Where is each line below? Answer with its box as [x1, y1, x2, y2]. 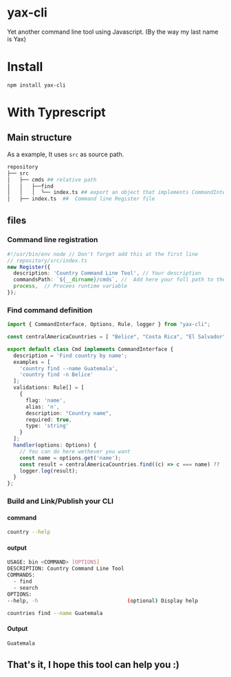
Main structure [7, 132, 72, 144]
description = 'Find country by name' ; [13, 352, 128, 359]
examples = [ [13, 358, 51, 365]
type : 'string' [25, 422, 69, 429]
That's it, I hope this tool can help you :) [7, 658, 180, 670]
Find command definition [7, 305, 93, 314]
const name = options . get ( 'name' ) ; [19, 454, 122, 462]
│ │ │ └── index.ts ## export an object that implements [7, 189, 189, 196]
